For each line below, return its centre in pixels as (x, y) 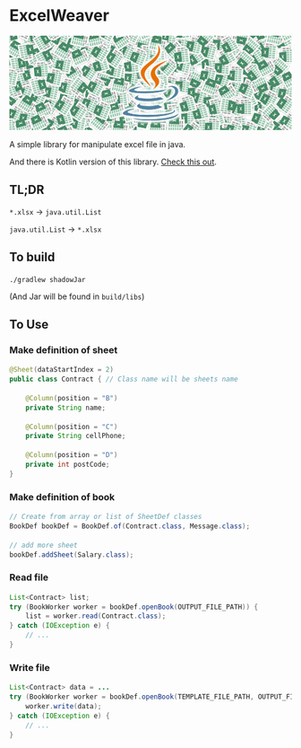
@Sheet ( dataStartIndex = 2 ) (62, 370)
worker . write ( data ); (64, 707)
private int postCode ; (68, 464)
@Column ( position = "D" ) (72, 455)
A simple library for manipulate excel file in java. (98, 144)
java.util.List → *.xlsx (56, 229)
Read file (29, 577)
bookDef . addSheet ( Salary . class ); (72, 554)
